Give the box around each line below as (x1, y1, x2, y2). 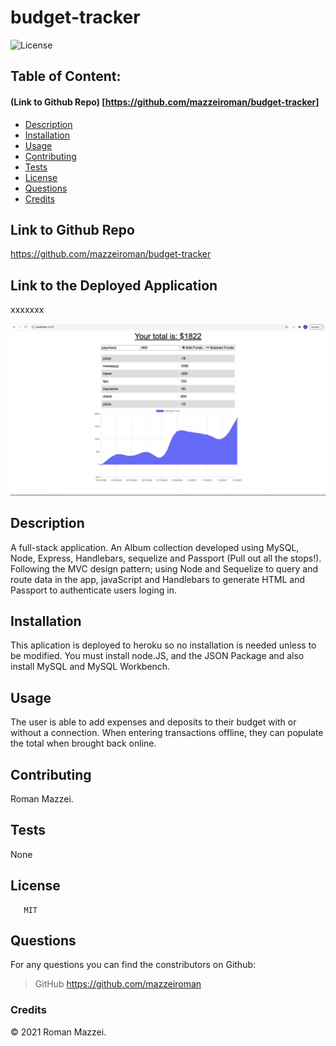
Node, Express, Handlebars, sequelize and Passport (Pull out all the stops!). (10, 552, 322, 564)
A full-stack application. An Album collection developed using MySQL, (10, 541, 300, 553)
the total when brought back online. (10, 737, 157, 750)
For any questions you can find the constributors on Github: (10, 959, 257, 971)
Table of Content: (10, 68, 122, 85)
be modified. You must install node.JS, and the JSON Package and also (10, 650, 305, 662)
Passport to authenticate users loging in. (10, 584, 177, 596)
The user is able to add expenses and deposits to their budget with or (10, 716, 297, 728)
